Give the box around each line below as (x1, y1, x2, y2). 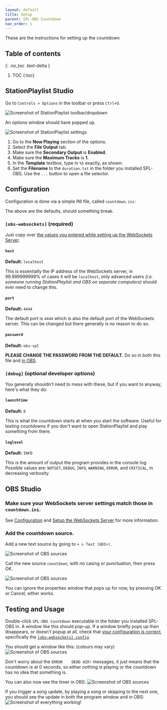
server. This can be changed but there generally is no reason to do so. (5, 321, 150, 327)
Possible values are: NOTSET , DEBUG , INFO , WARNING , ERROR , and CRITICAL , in (5, 465, 154, 471)
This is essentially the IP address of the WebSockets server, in (5, 268, 133, 275)
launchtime (5, 398, 28, 403)
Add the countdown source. (5, 530, 74, 537)
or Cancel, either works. (5, 590, 55, 597)
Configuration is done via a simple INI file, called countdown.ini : (5, 198, 136, 204)
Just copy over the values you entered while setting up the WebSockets (5, 232, 153, 238)
